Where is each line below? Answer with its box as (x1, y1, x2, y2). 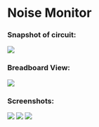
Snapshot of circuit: (7, 30, 77, 40)
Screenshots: (7, 96, 55, 106)
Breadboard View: (7, 63, 70, 73)
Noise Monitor (7, 5, 92, 21)
